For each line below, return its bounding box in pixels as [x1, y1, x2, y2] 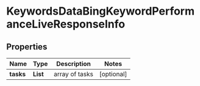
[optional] [99, 70, 127, 78]
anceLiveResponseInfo [6, 17, 126, 31]
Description [55, 60, 91, 68]
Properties [6, 41, 48, 52]
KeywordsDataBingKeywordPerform [6, 4, 195, 18]
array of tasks [54, 70, 93, 78]
